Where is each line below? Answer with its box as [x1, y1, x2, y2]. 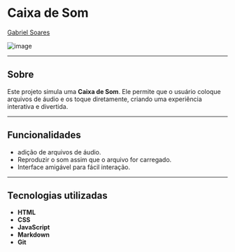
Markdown [17, 230, 50, 239]
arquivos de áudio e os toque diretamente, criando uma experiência [7, 95, 202, 103]
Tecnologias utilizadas [7, 190, 108, 201]
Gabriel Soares [7, 28, 50, 37]
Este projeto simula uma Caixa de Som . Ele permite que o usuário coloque [7, 87, 222, 95]
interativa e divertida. [7, 102, 69, 110]
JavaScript [17, 223, 50, 232]
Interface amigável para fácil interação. [17, 163, 131, 171]
